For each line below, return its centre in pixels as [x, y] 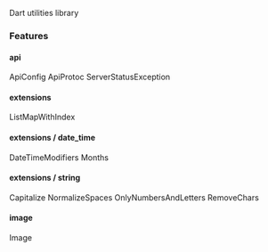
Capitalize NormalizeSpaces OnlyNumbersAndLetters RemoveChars [134, 197]
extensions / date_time [53, 137]
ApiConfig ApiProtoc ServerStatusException [90, 77]
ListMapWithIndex [42, 117]
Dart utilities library [44, 13]
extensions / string [45, 178]
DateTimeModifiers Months [59, 157]
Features [29, 36]
